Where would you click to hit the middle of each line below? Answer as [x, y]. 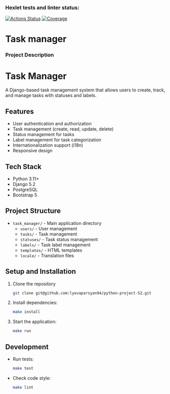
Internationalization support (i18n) [48, 145]
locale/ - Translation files [47, 255]
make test [23, 369]
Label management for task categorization [57, 140]
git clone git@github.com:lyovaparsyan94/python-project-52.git [82, 293]
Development [27, 347]
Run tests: [23, 359]
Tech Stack [23, 167]
